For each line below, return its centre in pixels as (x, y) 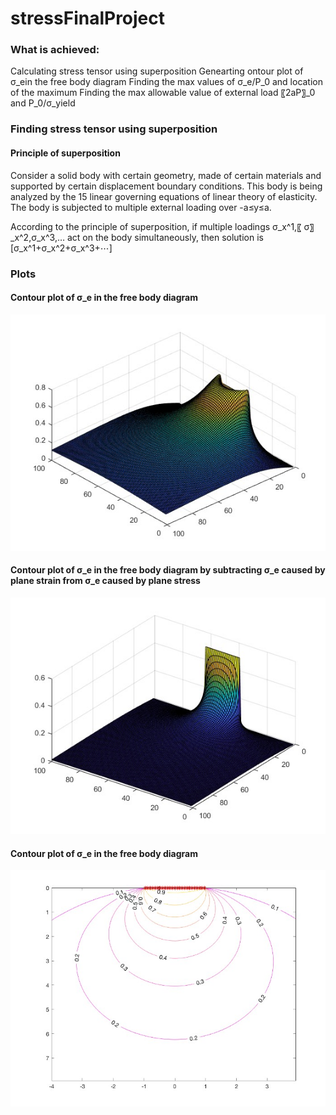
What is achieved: (55, 50)
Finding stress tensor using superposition (114, 129)
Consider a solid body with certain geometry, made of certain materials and (166, 175)
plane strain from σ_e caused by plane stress (105, 581)
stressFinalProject (88, 18)
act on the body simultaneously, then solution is (165, 237)
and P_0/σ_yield (43, 103)
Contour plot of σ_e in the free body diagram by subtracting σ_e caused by (168, 570)
